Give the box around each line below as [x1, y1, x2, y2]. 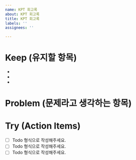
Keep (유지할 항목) [5, 52, 77, 64]
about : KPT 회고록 [5, 12, 40, 17]
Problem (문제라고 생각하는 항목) [5, 98, 132, 109]
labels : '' [5, 21, 27, 26]
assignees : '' [5, 25, 34, 30]
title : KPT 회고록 [5, 16, 40, 21]
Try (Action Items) [5, 120, 81, 132]
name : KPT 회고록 [5, 7, 38, 12]
